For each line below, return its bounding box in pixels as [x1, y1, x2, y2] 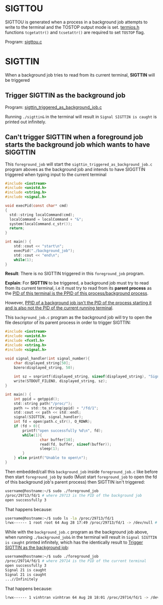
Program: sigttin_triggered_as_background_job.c [5, 104, 102, 110]
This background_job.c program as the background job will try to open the [5, 315, 152, 321]
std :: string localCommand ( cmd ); [9, 212, 75, 217]
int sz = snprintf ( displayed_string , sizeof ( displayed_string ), [14, 374, 147, 379]
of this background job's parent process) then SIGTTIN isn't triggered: [5, 479, 145, 485]
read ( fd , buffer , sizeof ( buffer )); [39, 442, 112, 447]
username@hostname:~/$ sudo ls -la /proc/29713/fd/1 [5, 516, 114, 521]
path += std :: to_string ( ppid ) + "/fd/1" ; [14, 405, 98, 411]
